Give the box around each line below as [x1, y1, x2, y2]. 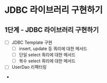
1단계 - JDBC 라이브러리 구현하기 [4, 26, 99, 34]
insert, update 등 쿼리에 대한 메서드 [19, 46, 87, 52]
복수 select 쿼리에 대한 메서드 [19, 58, 76, 64]
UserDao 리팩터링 [11, 64, 47, 70]
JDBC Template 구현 [11, 40, 52, 45]
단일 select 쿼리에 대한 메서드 [19, 52, 76, 58]
